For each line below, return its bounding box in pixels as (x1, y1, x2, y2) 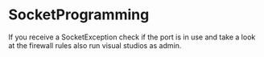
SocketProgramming (8, 6, 150, 24)
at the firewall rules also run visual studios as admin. (8, 40, 182, 50)
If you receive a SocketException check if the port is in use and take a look (8, 32, 256, 42)
